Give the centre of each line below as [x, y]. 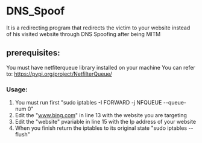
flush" [22, 135]
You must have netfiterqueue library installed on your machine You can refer [101, 67]
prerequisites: [33, 53]
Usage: [17, 90]
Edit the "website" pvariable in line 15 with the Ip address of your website [106, 122]
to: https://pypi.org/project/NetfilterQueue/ [59, 74]
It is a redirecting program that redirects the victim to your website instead [98, 28]
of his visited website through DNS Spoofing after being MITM [84, 34]
